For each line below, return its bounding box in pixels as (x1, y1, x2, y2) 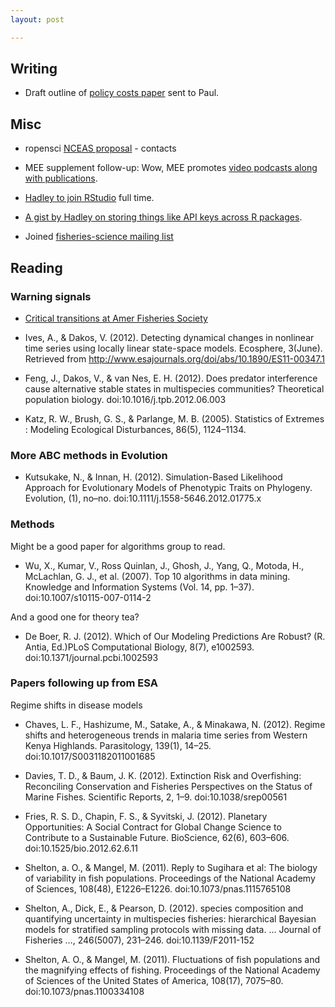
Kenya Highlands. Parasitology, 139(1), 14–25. (24, 739, 212, 751)
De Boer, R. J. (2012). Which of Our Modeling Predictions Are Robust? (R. (24, 630, 326, 642)
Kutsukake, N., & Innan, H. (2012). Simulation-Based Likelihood (24, 471, 283, 483)
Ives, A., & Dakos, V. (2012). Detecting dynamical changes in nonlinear (24, 331, 315, 343)
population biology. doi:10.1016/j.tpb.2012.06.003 (24, 393, 227, 405)
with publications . (24, 172, 98, 185)
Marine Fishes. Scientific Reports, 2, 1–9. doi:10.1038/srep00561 (24, 791, 288, 803)
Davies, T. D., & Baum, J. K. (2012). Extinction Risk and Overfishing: (24, 769, 302, 781)
